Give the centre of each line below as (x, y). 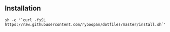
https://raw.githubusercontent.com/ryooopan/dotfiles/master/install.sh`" (86, 24)
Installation (23, 8)
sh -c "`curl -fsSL (25, 20)
